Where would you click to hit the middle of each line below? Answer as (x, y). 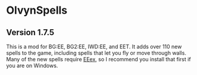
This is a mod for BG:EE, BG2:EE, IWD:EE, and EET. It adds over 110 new (94, 46)
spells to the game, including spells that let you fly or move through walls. (96, 53)
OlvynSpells (37, 10)
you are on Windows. (32, 65)
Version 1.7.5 (30, 32)
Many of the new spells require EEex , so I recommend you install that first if (99, 59)
